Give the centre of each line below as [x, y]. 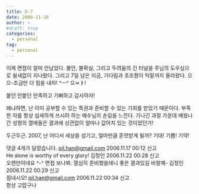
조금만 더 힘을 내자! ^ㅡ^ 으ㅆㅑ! [50, 82]
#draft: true [22, 28]
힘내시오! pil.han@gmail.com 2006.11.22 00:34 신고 [68, 177]
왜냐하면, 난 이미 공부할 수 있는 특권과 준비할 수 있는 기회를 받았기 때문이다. [93, 108]
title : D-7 [20, 12]
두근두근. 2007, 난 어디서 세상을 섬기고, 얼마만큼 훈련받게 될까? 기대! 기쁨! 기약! [98, 135]
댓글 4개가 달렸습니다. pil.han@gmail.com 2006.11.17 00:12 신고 [81, 148]
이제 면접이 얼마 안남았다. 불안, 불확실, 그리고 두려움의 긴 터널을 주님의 [88, 68]
